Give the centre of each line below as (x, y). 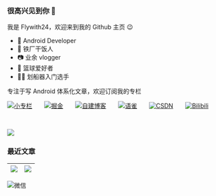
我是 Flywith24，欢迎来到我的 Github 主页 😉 (70, 27)
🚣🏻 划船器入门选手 (43, 77)
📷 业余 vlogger (39, 58)
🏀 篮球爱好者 (35, 68)
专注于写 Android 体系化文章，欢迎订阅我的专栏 (74, 91)
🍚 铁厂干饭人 (35, 49)
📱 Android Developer (47, 41)
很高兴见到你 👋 (32, 10)
